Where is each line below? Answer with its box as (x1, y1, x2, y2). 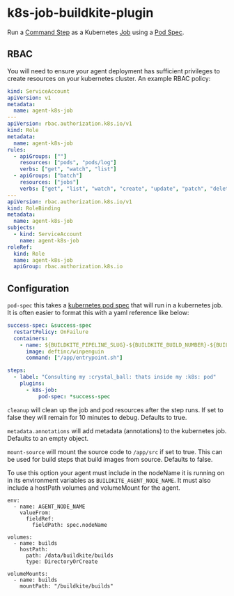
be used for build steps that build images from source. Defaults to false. (7, 455, 213, 463)
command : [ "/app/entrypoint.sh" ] (25, 354, 123, 361)
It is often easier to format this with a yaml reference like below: (7, 309, 189, 317)
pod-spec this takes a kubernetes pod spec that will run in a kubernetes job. (7, 301, 223, 310)
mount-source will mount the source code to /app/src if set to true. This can (7, 447, 223, 456)
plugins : (19, 380, 45, 387)
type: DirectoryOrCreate (25, 558, 98, 565)
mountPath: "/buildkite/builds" (19, 582, 114, 590)
